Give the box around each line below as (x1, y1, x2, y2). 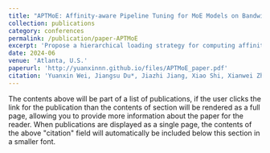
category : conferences (8, 27, 84, 35)
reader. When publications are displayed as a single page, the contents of (8, 119, 252, 129)
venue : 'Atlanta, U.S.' (8, 57, 88, 65)
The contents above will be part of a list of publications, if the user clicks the (8, 93, 261, 103)
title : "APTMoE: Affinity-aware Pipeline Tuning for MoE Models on (8, 11, 239, 20)
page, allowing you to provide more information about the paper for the (8, 110, 243, 121)
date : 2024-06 (8, 49, 56, 57)
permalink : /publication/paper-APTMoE (8, 34, 138, 43)
